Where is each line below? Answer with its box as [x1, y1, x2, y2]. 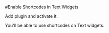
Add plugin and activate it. [5, 13, 58, 19]
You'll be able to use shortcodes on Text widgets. [5, 22, 105, 28]
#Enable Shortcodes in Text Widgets [5, 4, 79, 10]
